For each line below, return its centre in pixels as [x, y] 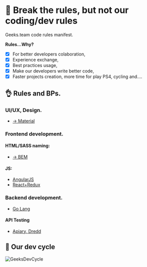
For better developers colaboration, [49, 54]
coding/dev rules [41, 21]
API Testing [17, 220]
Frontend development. [34, 133]
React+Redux [26, 185]
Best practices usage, [35, 65]
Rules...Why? [19, 44]
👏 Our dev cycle [30, 247]
